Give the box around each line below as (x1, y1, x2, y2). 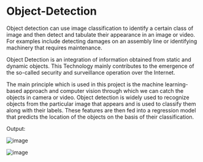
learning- (164, 81, 188, 88)
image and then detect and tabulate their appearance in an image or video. (6, 31, 195, 38)
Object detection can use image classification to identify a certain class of (6, 24, 194, 32)
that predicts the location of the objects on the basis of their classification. (6, 113, 194, 120)
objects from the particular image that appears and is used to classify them (6, 100, 196, 108)
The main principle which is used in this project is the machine (6, 81, 164, 88)
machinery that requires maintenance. (6, 44, 102, 51)
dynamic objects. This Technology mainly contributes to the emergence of (6, 62, 194, 70)
